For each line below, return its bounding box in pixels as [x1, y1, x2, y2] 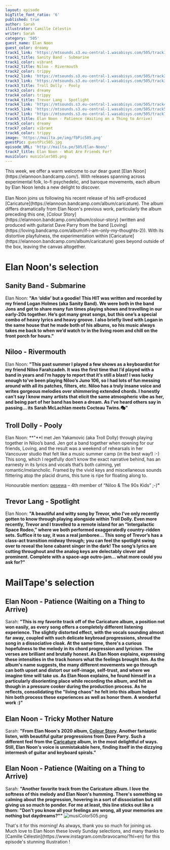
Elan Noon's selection [5, 261, 99, 272]
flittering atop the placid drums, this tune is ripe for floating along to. [5, 472, 148, 478]
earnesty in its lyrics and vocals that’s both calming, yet [5, 462, 121, 468]
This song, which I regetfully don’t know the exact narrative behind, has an [5, 456, 161, 463]
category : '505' [5, 36, 39, 41]
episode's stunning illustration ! [5, 838, 71, 844]
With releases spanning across [80, 173, 145, 179]
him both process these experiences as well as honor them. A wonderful [5, 694, 161, 701]
